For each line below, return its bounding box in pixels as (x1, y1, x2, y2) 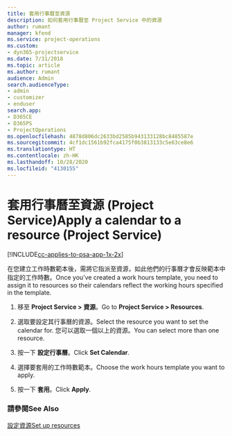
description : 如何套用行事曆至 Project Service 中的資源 (7, 17, 163, 24)
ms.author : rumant (7, 68, 60, 75)
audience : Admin (7, 74, 54, 82)
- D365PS (7, 119, 33, 127)
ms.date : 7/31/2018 (7, 56, 64, 62)
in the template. (7, 288, 52, 296)
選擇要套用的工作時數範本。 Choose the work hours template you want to (17, 362, 225, 371)
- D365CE (7, 113, 33, 120)
